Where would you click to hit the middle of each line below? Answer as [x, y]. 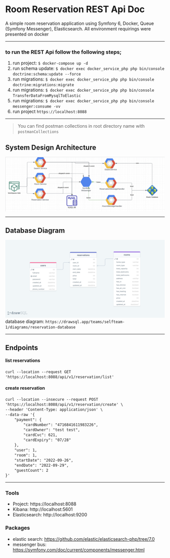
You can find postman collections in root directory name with [81, 126]
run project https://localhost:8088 [50, 111]
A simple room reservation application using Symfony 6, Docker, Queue [80, 23]
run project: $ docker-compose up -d [50, 63]
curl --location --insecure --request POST [52, 400]
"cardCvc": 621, [40, 435]
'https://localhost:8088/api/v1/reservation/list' [60, 377]
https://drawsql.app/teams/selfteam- [85, 322]
